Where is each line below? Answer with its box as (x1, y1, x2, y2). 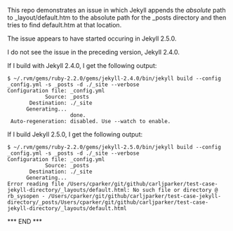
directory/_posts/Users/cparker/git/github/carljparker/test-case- (7, 199, 209, 206)
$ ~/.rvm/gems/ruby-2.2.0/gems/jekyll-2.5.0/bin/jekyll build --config (7, 143, 221, 150)
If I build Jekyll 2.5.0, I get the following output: (7, 130, 143, 139)
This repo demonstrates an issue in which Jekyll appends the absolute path (7, 6, 226, 14)
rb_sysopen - (7, 192, 46, 199)
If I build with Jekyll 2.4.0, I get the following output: (7, 62, 157, 69)
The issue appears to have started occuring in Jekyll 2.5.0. (7, 34, 177, 43)
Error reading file (7, 181, 65, 188)
